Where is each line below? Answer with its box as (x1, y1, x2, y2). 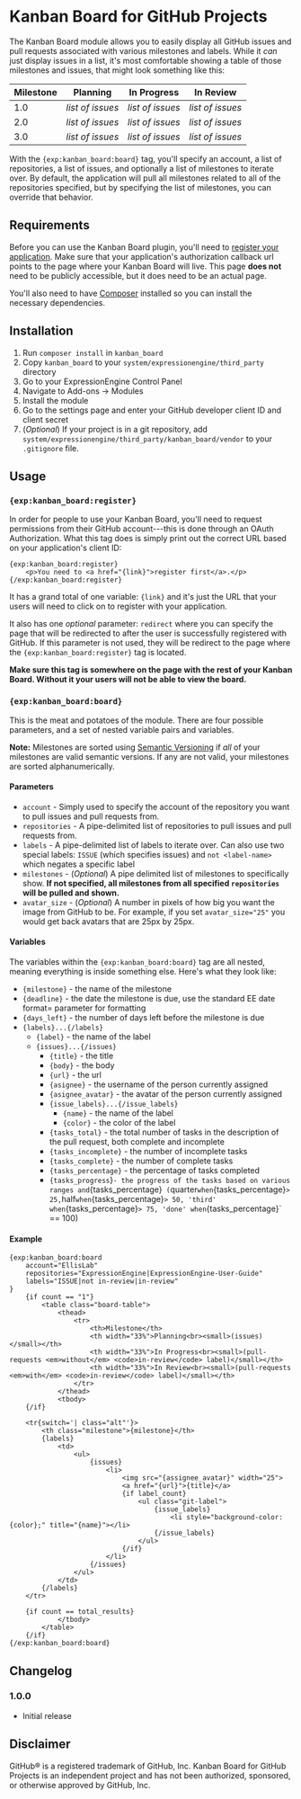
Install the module (22, 395, 89, 405)
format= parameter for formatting (22, 1002, 146, 1013)
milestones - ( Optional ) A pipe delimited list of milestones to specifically (22, 868, 289, 878)
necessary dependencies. (9, 297, 106, 307)
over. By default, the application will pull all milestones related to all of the (9, 173, 281, 183)
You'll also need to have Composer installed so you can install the (9, 288, 252, 298)
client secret (22, 414, 69, 424)
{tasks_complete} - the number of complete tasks (49, 1155, 234, 1166)
